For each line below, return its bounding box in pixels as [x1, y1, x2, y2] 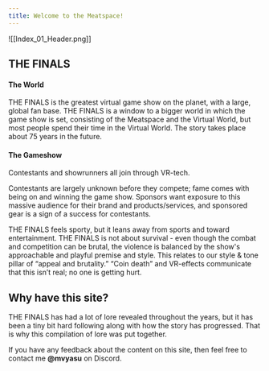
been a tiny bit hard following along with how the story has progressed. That [8, 321, 261, 331]
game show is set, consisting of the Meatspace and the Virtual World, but [8, 114, 251, 125]
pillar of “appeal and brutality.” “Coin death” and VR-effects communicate [8, 259, 252, 269]
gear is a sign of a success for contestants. [8, 209, 151, 219]
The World [8, 80, 44, 89]
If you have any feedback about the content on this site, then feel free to [8, 345, 247, 355]
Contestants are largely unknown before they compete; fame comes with [8, 183, 250, 193]
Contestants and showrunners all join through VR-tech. [8, 168, 190, 178]
